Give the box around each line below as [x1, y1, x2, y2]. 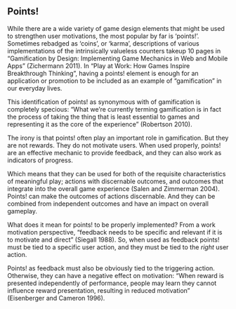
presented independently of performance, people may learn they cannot [7, 279, 217, 287]
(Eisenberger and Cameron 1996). [7, 294, 105, 302]
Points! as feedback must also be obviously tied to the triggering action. [7, 263, 216, 272]
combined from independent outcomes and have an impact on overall [7, 199, 209, 208]
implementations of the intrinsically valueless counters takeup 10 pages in [7, 46, 221, 55]
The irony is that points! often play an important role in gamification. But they [7, 133, 229, 142]
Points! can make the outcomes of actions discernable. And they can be [7, 192, 216, 200]
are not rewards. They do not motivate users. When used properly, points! [7, 140, 221, 150]
